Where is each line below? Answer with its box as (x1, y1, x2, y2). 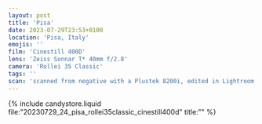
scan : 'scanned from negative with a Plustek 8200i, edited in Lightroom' (8, 77, 258, 85)
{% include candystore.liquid (8, 99, 102, 108)
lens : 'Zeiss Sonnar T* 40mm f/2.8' (8, 56, 128, 64)
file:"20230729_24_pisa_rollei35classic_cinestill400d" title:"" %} (8, 107, 217, 116)
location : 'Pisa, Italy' (8, 33, 89, 42)
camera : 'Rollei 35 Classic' (8, 63, 104, 71)
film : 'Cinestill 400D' (8, 48, 86, 56)
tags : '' (8, 70, 37, 78)
